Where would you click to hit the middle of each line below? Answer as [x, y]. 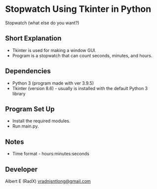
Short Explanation [33, 38]
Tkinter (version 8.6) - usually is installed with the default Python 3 [80, 88]
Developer [21, 169]
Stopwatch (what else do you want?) [42, 23]
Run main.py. [25, 126]
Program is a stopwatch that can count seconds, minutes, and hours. [82, 55]
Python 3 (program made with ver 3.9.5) [53, 83]
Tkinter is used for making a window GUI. [54, 50]
